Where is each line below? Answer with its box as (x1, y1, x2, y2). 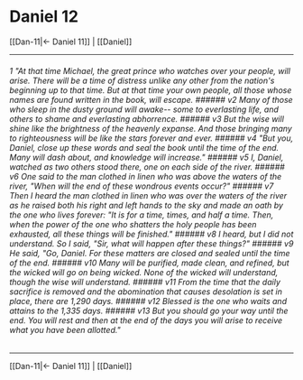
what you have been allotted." (9, 324, 122, 335)
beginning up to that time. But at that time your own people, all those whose (9, 84, 292, 96)
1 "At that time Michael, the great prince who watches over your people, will (9, 65, 291, 76)
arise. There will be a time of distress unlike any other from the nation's (9, 75, 275, 86)
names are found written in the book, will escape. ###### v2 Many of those (9, 94, 293, 105)
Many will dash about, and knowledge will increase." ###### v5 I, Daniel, (9, 152, 284, 162)
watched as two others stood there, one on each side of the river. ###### (9, 161, 286, 172)
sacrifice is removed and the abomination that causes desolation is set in (9, 286, 282, 297)
